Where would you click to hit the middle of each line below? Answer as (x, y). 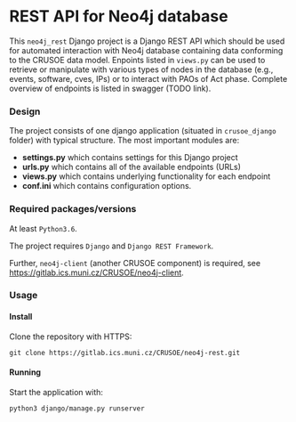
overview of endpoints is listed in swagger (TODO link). (110, 88)
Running (25, 372)
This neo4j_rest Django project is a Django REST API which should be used (147, 41)
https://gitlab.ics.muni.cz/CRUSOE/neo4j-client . (96, 272)
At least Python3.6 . (43, 228)
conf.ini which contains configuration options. (107, 186)
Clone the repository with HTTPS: (71, 337)
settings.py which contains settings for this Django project (130, 158)
